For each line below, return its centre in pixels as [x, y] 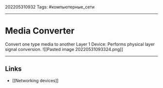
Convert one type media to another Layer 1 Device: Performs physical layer [80, 44]
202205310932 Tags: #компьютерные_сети [50, 7]
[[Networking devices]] [35, 80]
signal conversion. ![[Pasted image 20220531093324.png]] [64, 49]
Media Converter [40, 31]
